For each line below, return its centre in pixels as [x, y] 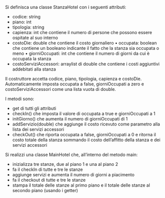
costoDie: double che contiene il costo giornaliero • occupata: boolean [84, 43]
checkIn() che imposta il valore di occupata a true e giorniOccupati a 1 [84, 114]
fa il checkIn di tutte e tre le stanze [48, 169]
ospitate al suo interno [35, 38]
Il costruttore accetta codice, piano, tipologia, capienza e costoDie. [74, 79]
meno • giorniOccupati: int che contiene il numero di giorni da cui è [81, 53]
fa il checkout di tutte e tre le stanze [49, 180]
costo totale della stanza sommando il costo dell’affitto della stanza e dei [86, 140]
